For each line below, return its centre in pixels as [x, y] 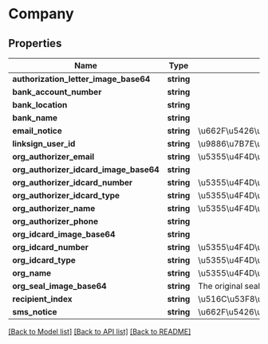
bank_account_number [57, 92]
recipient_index [42, 299]
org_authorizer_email [53, 156]
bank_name [35, 118]
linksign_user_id [44, 144]
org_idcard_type [44, 260]
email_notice [37, 131]
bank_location [40, 105]
